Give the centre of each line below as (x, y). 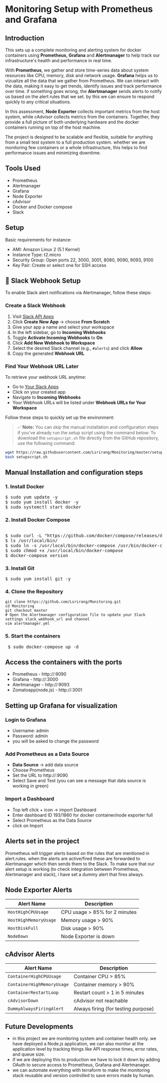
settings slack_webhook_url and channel (48, 619)
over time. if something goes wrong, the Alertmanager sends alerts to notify (83, 91)
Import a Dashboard (30, 799)
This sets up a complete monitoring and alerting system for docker (73, 50)
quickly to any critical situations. (38, 102)
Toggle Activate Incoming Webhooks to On (57, 337)
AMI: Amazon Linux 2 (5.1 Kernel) (46, 249)
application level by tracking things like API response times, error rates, (85, 1049)
